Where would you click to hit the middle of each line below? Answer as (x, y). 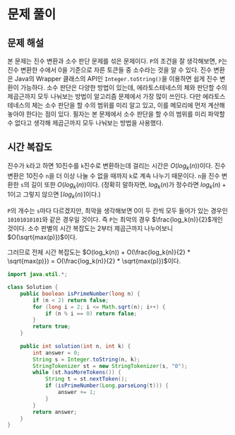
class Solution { (33, 287)
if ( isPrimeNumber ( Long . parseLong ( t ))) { (107, 386)
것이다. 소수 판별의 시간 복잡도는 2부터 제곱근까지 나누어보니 (90, 228)
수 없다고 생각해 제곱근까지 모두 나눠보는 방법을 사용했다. (85, 123)
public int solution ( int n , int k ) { (76, 346)
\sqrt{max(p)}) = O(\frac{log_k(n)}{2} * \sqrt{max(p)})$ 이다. (94, 261)
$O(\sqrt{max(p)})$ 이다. (42, 237)
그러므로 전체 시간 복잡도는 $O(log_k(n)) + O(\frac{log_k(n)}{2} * (99, 252)
